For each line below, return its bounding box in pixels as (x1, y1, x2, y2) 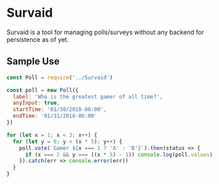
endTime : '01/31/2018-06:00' (13, 113, 98, 120)
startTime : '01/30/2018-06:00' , (13, 106, 107, 113)
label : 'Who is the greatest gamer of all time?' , (13, 93, 163, 100)
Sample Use (6, 56, 60, 68)
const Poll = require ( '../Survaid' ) (6, 74, 113, 81)
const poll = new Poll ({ (6, 86, 79, 93)
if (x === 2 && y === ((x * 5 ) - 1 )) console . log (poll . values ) (24, 151, 213, 158)
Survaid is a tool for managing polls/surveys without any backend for (6, 28, 204, 36)
